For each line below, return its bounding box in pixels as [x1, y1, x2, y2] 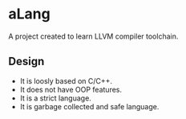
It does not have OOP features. [19, 84, 123, 94]
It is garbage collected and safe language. [19, 101, 160, 111]
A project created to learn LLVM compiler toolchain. [8, 31, 179, 41]
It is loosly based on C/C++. [19, 76, 113, 85]
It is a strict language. [19, 93, 92, 103]
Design [8, 55, 45, 68]
